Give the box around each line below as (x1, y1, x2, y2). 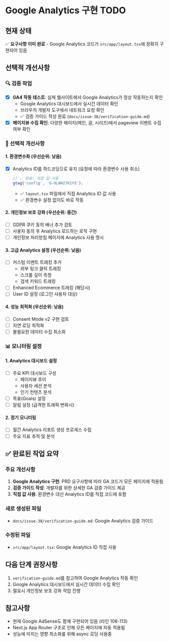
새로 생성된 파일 (5, 505, 42, 512)
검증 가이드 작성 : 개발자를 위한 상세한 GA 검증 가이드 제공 (12, 485, 126, 491)
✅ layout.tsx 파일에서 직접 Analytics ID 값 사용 (20, 190, 117, 196)
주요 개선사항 (5, 466, 36, 473)
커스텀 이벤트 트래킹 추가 (12, 259, 62, 265)
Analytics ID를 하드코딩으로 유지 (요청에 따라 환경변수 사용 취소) (12, 166, 140, 172)
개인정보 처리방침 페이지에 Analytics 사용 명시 (12, 234, 104, 240)
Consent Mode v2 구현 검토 (12, 316, 70, 322)
